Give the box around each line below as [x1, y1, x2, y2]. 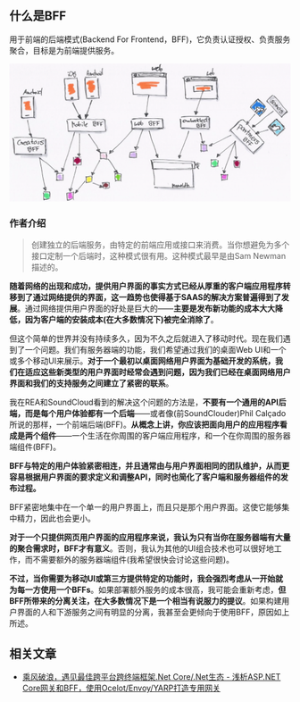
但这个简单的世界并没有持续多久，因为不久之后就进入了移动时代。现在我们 [9, 333, 283, 344]
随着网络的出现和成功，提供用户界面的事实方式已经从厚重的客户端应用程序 [9, 280, 283, 291]
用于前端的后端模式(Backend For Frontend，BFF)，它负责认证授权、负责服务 [9, 34, 291, 45]
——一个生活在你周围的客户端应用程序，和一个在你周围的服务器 [56, 430, 291, 440]
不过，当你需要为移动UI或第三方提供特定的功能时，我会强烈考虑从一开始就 [9, 572, 284, 583]
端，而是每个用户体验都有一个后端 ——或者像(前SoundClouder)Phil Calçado [9, 407, 287, 418]
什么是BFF [9, 8, 67, 24]
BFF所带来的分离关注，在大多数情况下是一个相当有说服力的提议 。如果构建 [9, 595, 282, 606]
